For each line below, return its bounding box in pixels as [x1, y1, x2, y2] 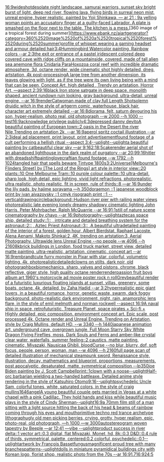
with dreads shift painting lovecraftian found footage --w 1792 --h [5, 155, 134, 161]
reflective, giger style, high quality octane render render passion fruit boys [5, 269, 153, 275]
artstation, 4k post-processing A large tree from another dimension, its [5, 72, 146, 77]
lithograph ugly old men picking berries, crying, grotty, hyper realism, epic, [5, 415, 154, 420]
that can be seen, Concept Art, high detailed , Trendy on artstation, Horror [5, 82, 154, 88]
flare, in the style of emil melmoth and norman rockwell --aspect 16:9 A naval [5, 300, 159, 306]
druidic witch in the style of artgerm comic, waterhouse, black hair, [5, 103, 140, 109]
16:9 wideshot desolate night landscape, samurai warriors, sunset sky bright [5, 4, 156, 10]
